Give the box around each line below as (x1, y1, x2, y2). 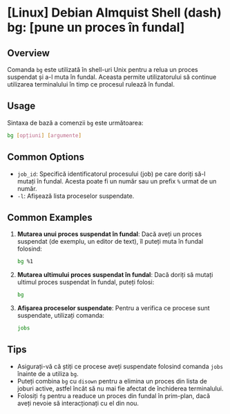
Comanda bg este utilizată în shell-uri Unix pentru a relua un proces (7, 66, 198, 73)
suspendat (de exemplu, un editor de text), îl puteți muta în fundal (17, 237, 204, 246)
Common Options (7, 151, 85, 163)
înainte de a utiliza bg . (17, 369, 79, 378)
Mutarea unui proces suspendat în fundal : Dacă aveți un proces (17, 230, 202, 238)
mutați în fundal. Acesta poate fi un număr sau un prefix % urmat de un (17, 177, 217, 185)
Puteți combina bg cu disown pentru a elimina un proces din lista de (17, 377, 207, 385)
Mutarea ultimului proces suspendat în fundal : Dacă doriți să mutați (17, 271, 213, 279)
